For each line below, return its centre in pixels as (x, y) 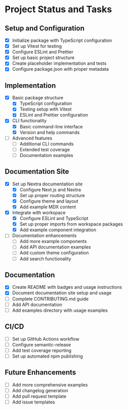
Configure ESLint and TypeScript (54, 218)
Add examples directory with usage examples (60, 310)
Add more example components (53, 241)
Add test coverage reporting (42, 350)
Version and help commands (50, 132)
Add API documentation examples (55, 247)
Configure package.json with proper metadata (60, 69)
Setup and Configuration (45, 28)
